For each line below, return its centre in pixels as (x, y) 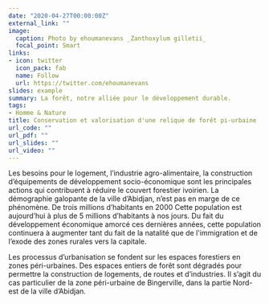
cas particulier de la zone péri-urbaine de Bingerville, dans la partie (120, 283)
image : (19, 31)
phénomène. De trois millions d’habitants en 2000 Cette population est (125, 207)
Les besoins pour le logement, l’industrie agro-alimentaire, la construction (130, 173)
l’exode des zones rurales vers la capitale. (77, 241)
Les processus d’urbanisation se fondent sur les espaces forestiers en (124, 257)
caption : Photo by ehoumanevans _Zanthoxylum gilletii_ (111, 38)
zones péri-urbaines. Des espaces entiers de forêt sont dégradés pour (125, 265)
